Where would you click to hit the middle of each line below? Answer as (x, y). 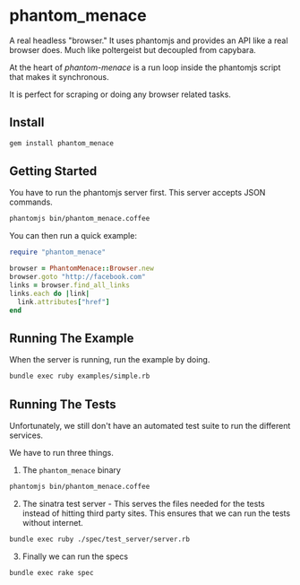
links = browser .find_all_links (69, 285)
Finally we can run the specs (75, 556)
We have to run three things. (62, 452)
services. (26, 435)
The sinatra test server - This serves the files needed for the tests (144, 503)
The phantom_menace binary (71, 470)
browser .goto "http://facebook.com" (77, 277)
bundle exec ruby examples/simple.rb (80, 376)
